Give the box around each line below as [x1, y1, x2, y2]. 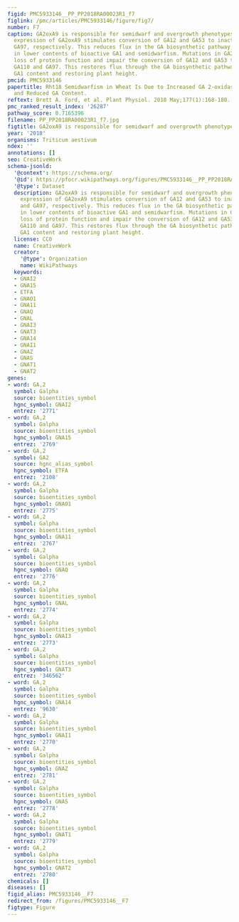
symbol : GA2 [14, 454, 50, 461]
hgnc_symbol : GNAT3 [14, 666, 72, 673]
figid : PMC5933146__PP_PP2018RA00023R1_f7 [7, 10, 135, 18]
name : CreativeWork [14, 242, 72, 249]
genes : [7, 374, 27, 382]
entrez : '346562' [14, 672, 65, 680]
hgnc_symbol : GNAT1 [14, 831, 72, 839]
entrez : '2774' [14, 606, 59, 613]
